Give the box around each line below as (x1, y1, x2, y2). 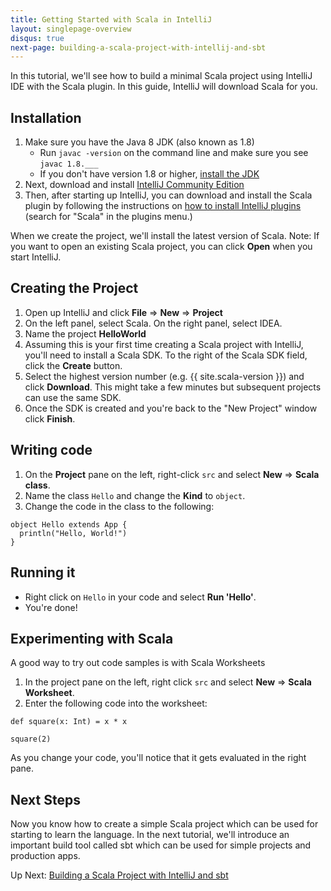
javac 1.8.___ (39, 159, 99, 170)
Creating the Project (10, 280, 139, 297)
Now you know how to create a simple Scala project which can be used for (10, 818, 319, 830)
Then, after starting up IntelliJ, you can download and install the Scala (24, 189, 313, 201)
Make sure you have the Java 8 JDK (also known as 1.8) (24, 136, 255, 148)
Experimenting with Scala (10, 630, 174, 647)
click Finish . (24, 412, 76, 425)
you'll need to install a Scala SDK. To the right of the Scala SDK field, (24, 349, 308, 361)
